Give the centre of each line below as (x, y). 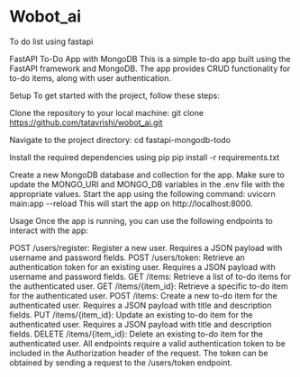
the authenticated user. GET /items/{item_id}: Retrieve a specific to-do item (149, 286)
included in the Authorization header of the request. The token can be (139, 353)
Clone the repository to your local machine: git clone (107, 112)
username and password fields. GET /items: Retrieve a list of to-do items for (150, 276)
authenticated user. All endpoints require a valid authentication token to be (147, 343)
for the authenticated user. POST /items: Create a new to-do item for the (143, 295)
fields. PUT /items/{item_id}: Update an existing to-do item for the (131, 314)
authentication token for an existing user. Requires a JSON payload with (143, 266)
